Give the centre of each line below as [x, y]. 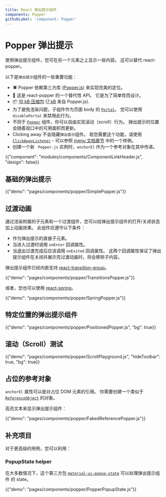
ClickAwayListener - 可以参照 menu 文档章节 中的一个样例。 [74, 141]
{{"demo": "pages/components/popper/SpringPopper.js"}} [65, 298]
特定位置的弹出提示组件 [41, 315]
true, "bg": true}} [22, 362]
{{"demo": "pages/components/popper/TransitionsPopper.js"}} [70, 277]
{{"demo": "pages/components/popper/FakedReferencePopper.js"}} [75, 419]
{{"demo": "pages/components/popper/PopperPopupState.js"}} [71, 490]
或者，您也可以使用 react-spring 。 [40, 288]
